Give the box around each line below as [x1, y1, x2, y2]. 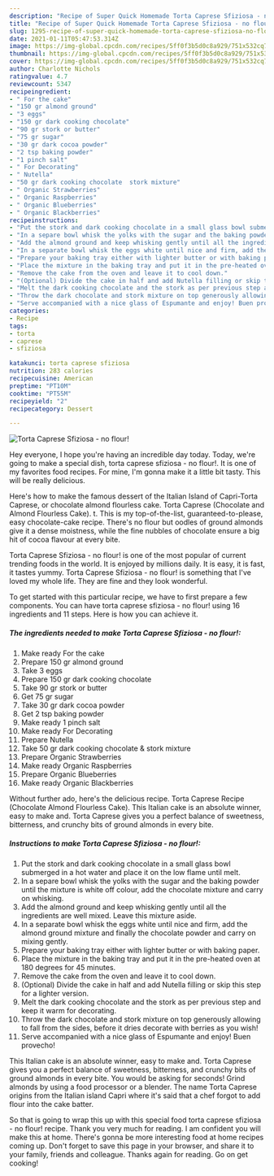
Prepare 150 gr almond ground [20, 657, 124, 667]
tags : [9, 322, 28, 330]
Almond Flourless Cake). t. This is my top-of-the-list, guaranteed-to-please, [9, 509, 263, 519]
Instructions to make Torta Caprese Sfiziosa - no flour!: [9, 838, 202, 848]
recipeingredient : [9, 87, 72, 96]
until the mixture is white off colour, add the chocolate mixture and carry [20, 885, 263, 895]
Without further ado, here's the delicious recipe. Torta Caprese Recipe [9, 794, 245, 804]
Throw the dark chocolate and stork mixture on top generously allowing [20, 1014, 261, 1025]
